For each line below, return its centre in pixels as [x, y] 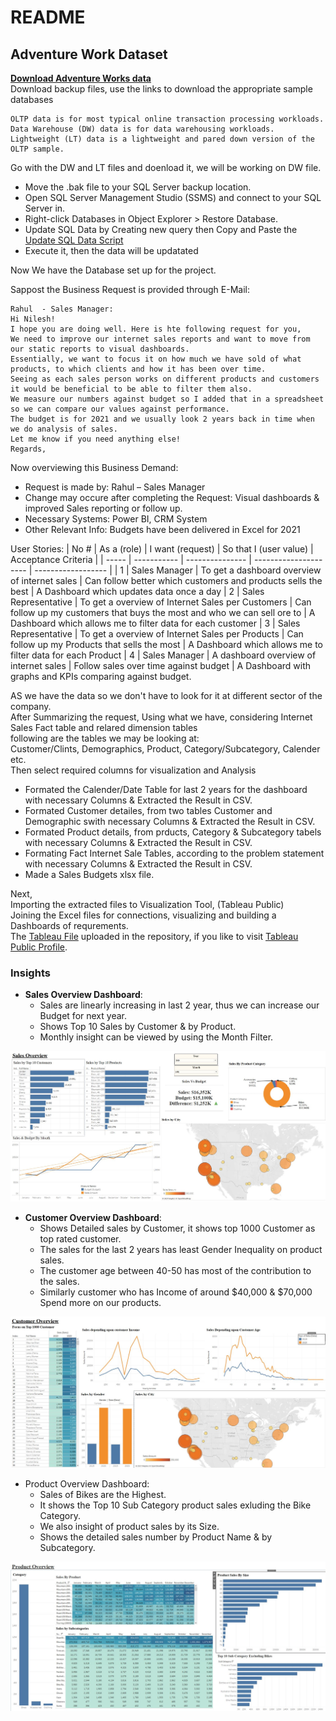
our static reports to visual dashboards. [100, 349]
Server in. [45, 208]
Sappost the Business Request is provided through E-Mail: [130, 289]
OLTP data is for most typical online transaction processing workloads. [167, 119]
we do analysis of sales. [64, 429]
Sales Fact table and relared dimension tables [104, 727]
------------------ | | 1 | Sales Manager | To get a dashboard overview [178, 570]
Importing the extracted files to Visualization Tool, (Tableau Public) [147, 904]
